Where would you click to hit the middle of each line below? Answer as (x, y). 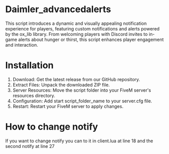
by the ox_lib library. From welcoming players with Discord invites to (77, 34)
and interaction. (22, 45)
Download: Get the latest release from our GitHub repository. (76, 79)
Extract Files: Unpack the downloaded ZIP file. (61, 85)
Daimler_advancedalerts (58, 9)
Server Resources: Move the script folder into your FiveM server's (82, 90)
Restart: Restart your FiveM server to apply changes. (68, 106)
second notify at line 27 (30, 146)
